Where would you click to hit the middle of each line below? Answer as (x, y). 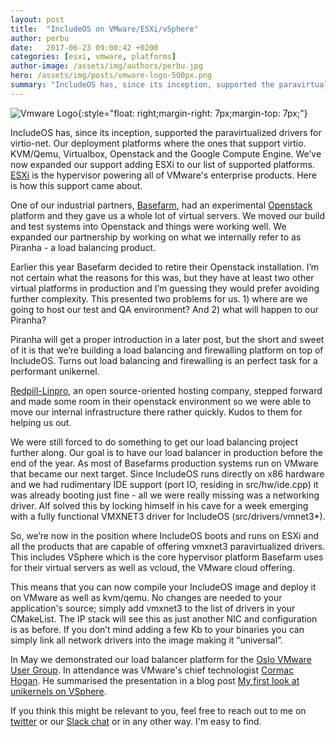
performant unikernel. (55, 371)
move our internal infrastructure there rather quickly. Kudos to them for (156, 412)
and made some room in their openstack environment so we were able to (161, 401)
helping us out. (41, 422)
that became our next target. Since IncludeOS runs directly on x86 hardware (167, 473)
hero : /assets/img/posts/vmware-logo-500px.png (111, 76)
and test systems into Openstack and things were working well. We (148, 226)
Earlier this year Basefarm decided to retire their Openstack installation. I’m (165, 267)
